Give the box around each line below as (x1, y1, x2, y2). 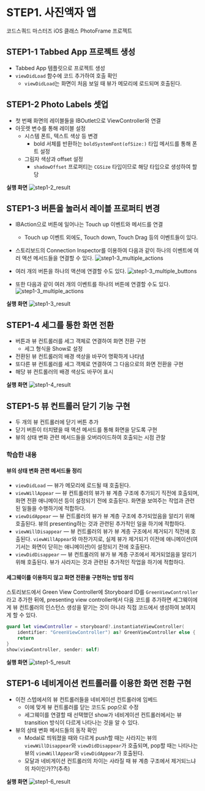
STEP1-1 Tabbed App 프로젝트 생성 (6, 47, 136, 57)
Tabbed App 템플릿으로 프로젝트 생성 (15, 64, 105, 71)
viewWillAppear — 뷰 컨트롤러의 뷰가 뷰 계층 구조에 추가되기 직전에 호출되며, (15, 489, 199, 497)
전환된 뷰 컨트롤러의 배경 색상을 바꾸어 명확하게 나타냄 (15, 353, 145, 360)
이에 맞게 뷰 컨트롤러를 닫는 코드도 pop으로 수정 (24, 703, 139, 711)
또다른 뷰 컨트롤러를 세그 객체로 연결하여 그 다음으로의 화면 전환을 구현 (15, 360, 184, 368)
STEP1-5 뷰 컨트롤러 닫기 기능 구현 (6, 400, 130, 411)
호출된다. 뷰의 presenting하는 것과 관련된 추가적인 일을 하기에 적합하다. (15, 520, 186, 528)
